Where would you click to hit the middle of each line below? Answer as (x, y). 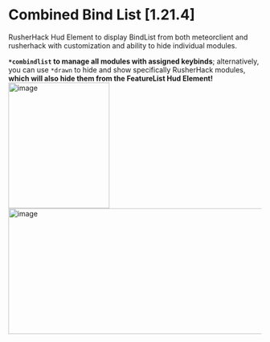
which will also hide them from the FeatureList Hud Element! (110, 78)
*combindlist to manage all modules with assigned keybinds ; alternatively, (134, 61)
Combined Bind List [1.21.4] (102, 15)
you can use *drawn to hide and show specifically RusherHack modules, (127, 69)
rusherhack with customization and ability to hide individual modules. (123, 45)
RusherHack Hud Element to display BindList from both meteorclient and (128, 37)
